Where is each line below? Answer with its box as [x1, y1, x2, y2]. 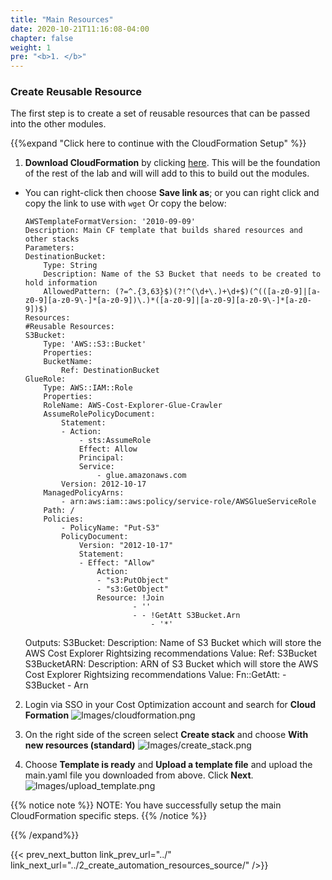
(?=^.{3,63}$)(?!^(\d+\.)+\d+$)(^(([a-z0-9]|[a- [114, 287, 322, 297]
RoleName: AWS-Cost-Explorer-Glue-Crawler [43, 401, 223, 411]
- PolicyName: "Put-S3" [61, 523, 160, 533]
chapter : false [10, 33, 74, 43]
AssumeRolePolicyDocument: [43, 409, 156, 420]
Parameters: [24, 243, 75, 253]
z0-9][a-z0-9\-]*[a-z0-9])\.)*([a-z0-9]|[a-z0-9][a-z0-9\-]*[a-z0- [24, 296, 312, 306]
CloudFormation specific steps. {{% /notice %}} [10, 810, 208, 822]
